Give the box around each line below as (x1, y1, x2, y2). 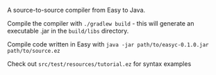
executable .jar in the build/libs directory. (7, 27, 129, 35)
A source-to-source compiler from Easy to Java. (7, 6, 146, 14)
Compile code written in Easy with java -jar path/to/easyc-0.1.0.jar (7, 40, 210, 48)
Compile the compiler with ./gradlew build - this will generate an (7, 19, 194, 27)
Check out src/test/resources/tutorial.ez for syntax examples (7, 60, 192, 68)
